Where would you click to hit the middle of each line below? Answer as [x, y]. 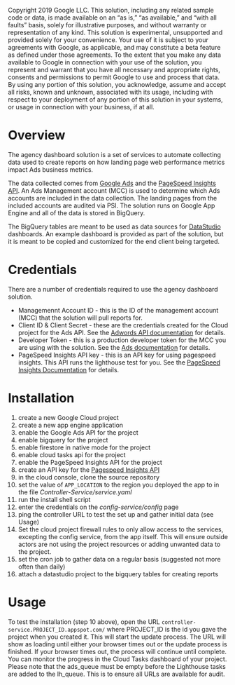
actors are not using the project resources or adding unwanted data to [119, 544]
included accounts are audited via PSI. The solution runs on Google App [112, 205]
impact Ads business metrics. [51, 169]
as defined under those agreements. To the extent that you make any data [115, 55]
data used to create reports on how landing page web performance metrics [116, 162]
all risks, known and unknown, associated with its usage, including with [111, 92]
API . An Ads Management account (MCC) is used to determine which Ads [114, 190]
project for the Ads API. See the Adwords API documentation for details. [122, 332]
